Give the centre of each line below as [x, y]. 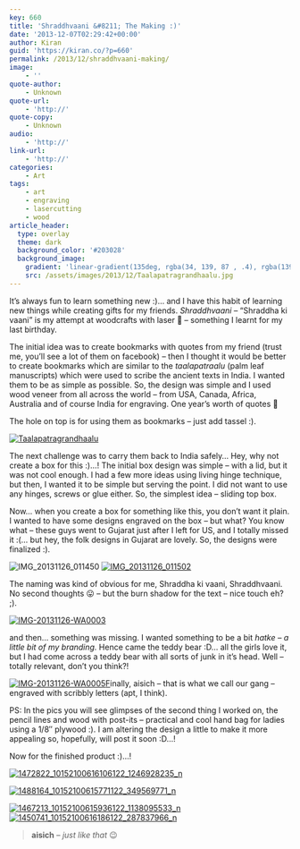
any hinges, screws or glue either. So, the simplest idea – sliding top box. [143, 494]
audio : [21, 134]
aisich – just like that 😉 [74, 835]
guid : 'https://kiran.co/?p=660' [71, 51]
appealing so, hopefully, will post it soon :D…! [92, 738]
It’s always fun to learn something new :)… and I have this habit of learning [146, 301]
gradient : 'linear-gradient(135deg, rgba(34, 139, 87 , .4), [141, 267]
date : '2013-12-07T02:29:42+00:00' [75, 34]
